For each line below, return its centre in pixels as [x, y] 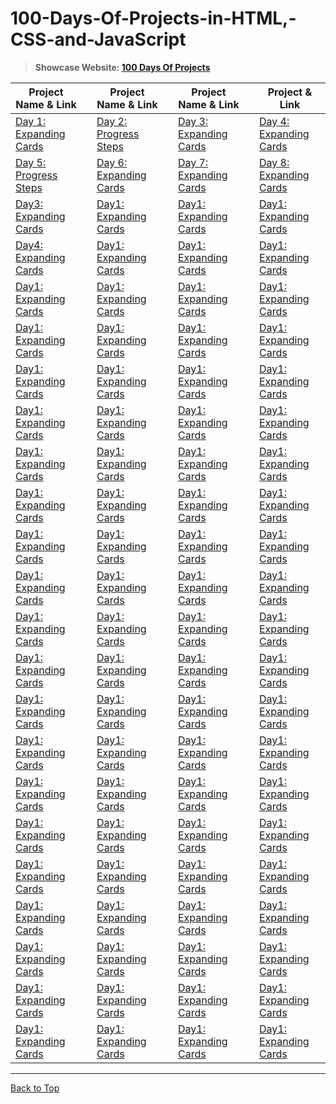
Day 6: [112, 162]
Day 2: [112, 121]
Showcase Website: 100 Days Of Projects [122, 67]
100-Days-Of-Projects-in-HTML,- [153, 18]
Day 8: [274, 162]
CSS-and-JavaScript [98, 39]
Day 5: [31, 162]
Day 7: [193, 162]
